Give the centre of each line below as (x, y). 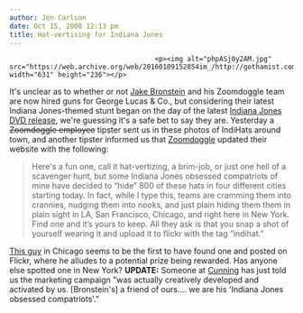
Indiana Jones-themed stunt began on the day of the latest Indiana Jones (146, 111)
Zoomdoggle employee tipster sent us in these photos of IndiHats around (145, 130)
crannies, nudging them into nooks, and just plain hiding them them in (161, 205)
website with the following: (59, 149)
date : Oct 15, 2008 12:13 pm (64, 26)
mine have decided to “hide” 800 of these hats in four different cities (159, 186)
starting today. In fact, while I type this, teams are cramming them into (161, 196)
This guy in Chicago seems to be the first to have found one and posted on (148, 251)
